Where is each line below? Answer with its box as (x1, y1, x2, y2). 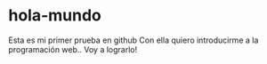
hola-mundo (8, 5, 101, 26)
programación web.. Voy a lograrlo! (8, 44, 138, 54)
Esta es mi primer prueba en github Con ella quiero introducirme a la (8, 35, 259, 45)
